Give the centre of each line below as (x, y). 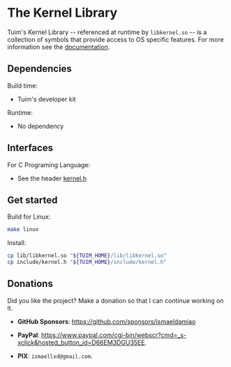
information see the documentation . (59, 47)
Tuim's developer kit (46, 99)
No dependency (40, 126)
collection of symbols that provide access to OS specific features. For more (116, 39)
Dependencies (39, 69)
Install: (17, 243)
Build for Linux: (29, 217)
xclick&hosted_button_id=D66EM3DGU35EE (81, 342)
